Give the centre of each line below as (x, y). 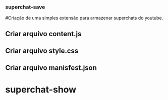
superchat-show (41, 89)
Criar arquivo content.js (43, 34)
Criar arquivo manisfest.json (51, 68)
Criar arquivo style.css (42, 51)
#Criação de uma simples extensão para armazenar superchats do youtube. (84, 18)
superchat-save (25, 7)
